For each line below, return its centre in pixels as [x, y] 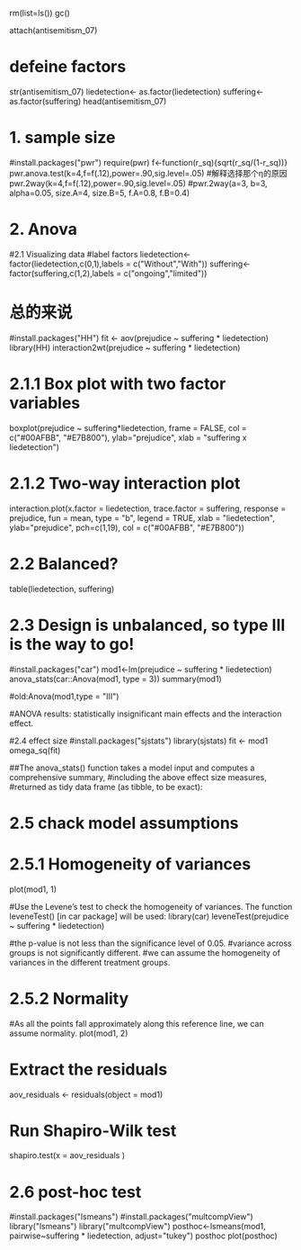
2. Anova [44, 229]
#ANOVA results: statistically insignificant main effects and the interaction [146, 714]
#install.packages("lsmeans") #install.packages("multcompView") [131, 1217]
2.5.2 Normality [69, 998]
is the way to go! [72, 644]
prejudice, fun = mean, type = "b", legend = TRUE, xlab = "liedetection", [142, 517]
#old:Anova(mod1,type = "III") [64, 696]
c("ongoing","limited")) [165, 273]
